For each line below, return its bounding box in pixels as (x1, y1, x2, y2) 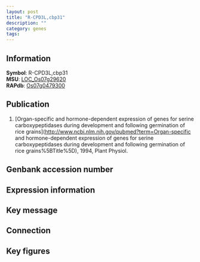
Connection (6, 225, 51, 236)
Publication (6, 100, 50, 110)
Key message (6, 205, 58, 215)
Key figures (6, 246, 50, 256)
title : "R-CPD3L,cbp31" (6, 14, 66, 20)
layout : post (6, 8, 39, 15)
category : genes (6, 25, 47, 32)
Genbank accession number (6, 164, 113, 174)
